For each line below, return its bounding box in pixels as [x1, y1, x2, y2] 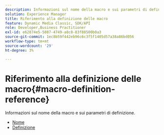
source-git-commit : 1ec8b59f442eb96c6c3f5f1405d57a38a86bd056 [5, 35, 134, 39]
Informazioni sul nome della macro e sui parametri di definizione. [5, 110, 136, 116]
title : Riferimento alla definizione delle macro [5, 16, 108, 21]
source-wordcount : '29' [5, 43, 54, 48]
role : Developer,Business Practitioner [5, 25, 86, 30]
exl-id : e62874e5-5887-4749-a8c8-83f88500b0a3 [5, 30, 102, 35]
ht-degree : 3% [5, 48, 34, 53]
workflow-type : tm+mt [5, 39, 49, 44]
